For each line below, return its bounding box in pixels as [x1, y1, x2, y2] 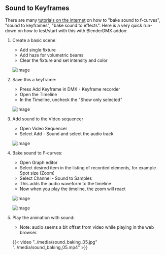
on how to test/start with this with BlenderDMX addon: [17, 27, 128, 34]
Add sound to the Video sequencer [12, 116, 84, 122]
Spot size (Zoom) [19, 170, 55, 176]
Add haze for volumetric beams [19, 52, 84, 58]
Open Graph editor [19, 159, 58, 165]
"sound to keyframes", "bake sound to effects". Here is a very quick [5, 22, 143, 28]
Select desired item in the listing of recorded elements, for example [19, 164, 156, 170]
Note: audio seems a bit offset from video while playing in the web [19, 224, 154, 230]
